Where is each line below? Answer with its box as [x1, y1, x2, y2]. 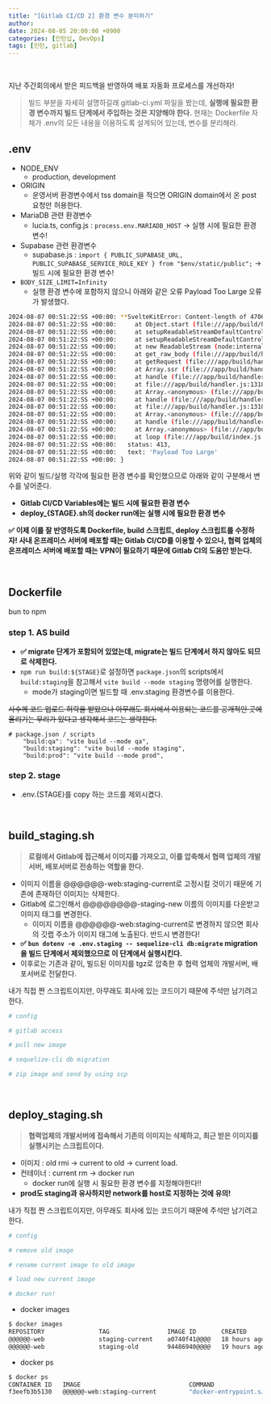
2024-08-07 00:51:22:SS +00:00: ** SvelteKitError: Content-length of [8, 313, 248, 321]
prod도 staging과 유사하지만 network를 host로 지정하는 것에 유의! [19, 1188, 231, 1198]
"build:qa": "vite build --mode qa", [23, 737, 150, 746]
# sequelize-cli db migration [8, 1056, 110, 1064]
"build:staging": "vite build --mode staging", [23, 744, 186, 752]
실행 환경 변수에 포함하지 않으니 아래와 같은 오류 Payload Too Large [31, 286, 248, 296]
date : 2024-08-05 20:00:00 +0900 [8, 27, 121, 35]
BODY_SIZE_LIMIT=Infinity [19, 278, 107, 287]
